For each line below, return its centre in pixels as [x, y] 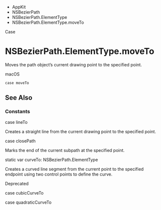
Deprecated [17, 183]
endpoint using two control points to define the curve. [59, 174]
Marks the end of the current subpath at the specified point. [65, 150]
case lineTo [16, 122]
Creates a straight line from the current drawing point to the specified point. [80, 131]
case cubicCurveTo [24, 193]
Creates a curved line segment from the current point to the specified [74, 169]
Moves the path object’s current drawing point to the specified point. [73, 64]
